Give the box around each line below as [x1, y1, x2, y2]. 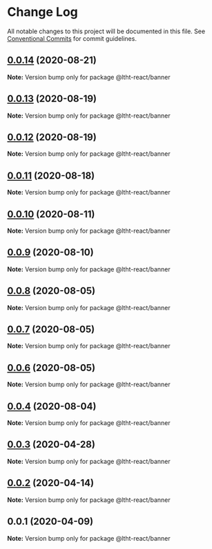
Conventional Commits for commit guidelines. [7, 34, 137, 42]
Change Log [7, 4, 78, 20]
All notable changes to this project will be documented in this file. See [7, 27, 206, 35]
